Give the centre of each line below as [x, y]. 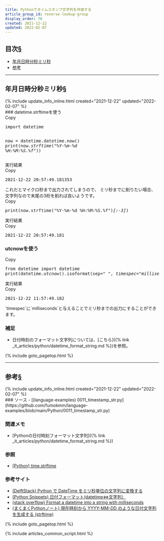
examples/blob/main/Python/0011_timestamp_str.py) [58, 411]
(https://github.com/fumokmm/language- [46, 405]
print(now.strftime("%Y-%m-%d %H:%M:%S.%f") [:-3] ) [67, 210]
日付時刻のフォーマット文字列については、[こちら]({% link [71, 340]
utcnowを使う [22, 249]
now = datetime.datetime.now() [42, 141]
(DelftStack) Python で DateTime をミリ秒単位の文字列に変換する [77, 491]
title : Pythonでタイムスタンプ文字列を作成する [48, 10]
